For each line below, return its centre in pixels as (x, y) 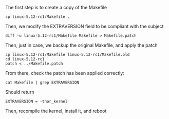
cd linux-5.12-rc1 (25, 59)
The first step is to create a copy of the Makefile (56, 7)
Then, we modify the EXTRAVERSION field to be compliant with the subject (85, 26)
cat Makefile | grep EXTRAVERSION (42, 83)
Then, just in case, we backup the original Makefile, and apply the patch (81, 45)
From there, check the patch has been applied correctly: (65, 73)
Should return (20, 92)
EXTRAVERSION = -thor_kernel (36, 102)
